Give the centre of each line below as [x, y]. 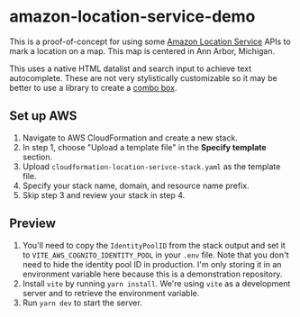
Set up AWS [43, 116]
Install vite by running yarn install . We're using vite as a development [156, 283]
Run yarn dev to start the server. [82, 303]
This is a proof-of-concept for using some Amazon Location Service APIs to [150, 41]
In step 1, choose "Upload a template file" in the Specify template [145, 147]
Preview [33, 224]
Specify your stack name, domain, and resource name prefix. [136, 186]
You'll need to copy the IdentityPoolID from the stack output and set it [154, 245]
